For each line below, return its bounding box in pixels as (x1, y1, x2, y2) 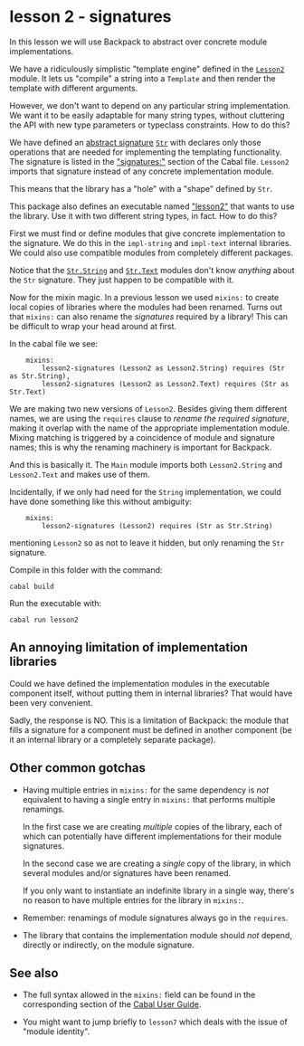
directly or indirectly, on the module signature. (22, 939, 195, 950)
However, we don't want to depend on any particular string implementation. (9, 100, 291, 110)
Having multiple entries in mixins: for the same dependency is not (22, 784, 270, 795)
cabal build (9, 582, 54, 591)
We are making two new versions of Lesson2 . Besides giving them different (9, 403, 288, 414)
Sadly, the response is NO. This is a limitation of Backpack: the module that (9, 715, 290, 726)
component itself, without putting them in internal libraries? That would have (9, 688, 293, 699)
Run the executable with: (9, 597, 102, 608)
